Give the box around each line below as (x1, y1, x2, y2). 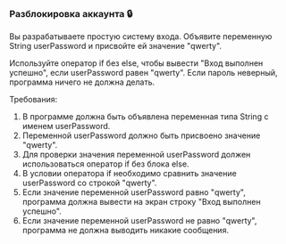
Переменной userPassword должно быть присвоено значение (21, 130, 261, 141)
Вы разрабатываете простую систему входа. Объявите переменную (9, 31, 273, 42)
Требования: (9, 94, 58, 105)
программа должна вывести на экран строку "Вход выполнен (21, 197, 261, 207)
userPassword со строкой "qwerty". (21, 177, 157, 189)
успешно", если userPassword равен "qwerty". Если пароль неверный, (9, 68, 279, 78)
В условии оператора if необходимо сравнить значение (21, 168, 237, 179)
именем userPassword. (21, 121, 111, 132)
